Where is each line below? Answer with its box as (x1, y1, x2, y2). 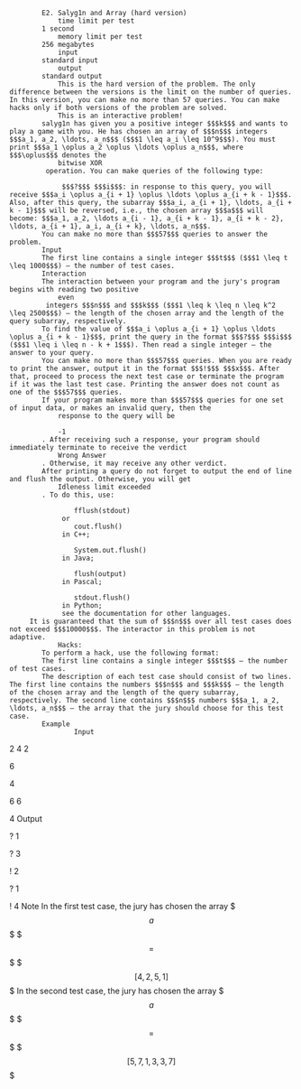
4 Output (9, 814, 42, 824)
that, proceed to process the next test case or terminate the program (9, 372, 284, 381)
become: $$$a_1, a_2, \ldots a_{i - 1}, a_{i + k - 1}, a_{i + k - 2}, (9, 214, 284, 223)
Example (41, 720, 70, 729)
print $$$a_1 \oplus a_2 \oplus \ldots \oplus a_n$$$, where (9, 143, 244, 152)
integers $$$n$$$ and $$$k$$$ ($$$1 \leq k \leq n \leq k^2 (45, 301, 277, 310)
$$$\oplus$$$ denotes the (9, 151, 106, 160)
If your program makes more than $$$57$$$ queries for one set (41, 396, 284, 405)
